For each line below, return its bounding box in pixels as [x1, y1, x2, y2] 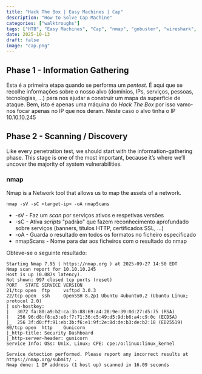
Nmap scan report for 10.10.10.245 [6, 266, 96, 272]
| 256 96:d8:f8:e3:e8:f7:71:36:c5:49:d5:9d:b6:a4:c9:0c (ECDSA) [6, 314, 178, 320]
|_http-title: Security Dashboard [6, 330, 94, 336]
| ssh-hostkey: [6, 303, 45, 310]
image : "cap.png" [6, 43, 50, 49]
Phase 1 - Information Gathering [6, 65, 129, 76]
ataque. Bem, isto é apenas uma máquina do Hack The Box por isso [6, 101, 176, 108]
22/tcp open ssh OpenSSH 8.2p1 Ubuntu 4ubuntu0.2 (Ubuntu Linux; [6, 293, 189, 299]
